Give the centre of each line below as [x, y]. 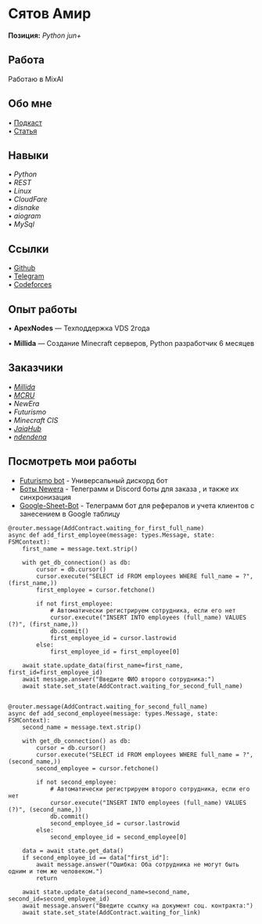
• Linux [20, 191]
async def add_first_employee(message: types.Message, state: [111, 535]
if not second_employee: [77, 782]
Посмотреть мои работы [72, 462]
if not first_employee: [75, 604]
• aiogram [25, 216]
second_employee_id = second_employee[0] [118, 837]
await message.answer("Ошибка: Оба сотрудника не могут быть [138, 864]
